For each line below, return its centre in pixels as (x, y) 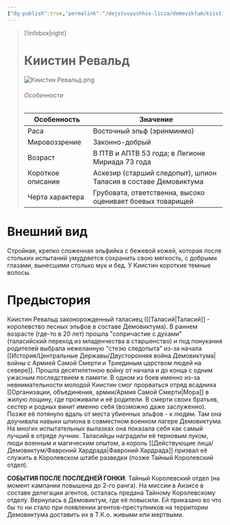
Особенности (43, 95)
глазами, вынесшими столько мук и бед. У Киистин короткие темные (109, 265)
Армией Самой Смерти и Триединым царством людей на (117, 363)
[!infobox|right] (45, 33)
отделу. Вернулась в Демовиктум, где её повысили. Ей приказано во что (114, 500)
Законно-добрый (122, 142)
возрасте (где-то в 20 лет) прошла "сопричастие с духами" (95, 334)
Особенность (57, 119)
